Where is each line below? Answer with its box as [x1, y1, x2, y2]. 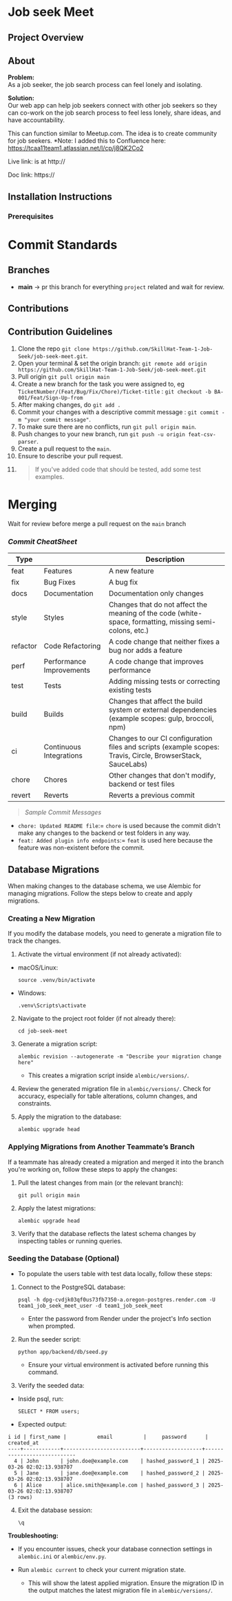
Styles [43, 613, 65, 622]
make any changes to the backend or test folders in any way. [17, 829, 191, 837]
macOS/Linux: [17, 963, 59, 972]
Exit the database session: [17, 1506, 93, 1514]
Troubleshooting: [8, 1531, 59, 1540]
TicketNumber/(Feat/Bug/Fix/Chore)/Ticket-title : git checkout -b [17, 387, 212, 395]
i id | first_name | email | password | [8, 1433, 209, 1440]
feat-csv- [187, 431, 216, 438]
